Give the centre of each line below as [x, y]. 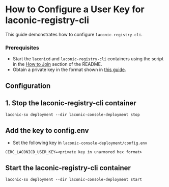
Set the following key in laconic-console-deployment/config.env [80, 143]
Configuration [28, 86]
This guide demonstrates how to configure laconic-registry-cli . [74, 34]
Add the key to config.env [47, 131]
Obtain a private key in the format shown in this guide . [69, 69]
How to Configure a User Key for [75, 9]
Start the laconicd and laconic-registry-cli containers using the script [88, 59]
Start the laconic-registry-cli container [68, 168]
